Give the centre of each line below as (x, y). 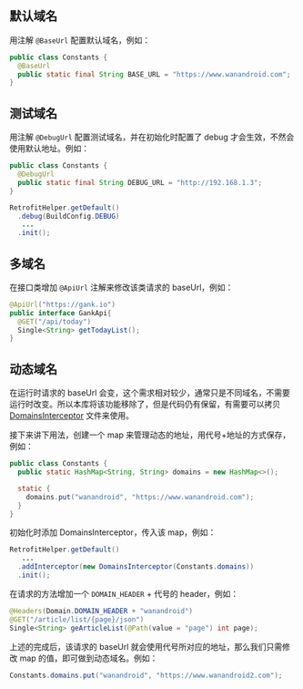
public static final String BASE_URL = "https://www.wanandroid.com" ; (154, 74)
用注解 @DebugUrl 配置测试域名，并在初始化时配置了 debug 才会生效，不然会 (152, 137)
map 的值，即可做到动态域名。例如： (89, 658)
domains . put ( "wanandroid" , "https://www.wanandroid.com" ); (140, 497)
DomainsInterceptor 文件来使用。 (72, 416)
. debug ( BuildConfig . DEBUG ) (69, 216)
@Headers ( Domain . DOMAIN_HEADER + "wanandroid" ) (101, 611)
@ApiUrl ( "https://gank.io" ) (63, 304)
